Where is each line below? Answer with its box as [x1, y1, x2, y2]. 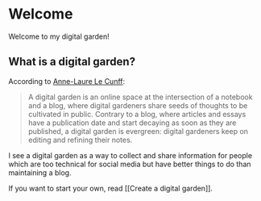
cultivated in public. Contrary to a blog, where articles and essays [27, 109, 246, 119]
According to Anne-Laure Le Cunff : [8, 76, 126, 86]
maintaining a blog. [8, 167, 72, 178]
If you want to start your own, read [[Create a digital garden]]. [8, 183, 213, 193]
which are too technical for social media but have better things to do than [8, 159, 251, 169]
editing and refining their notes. [27, 135, 133, 144]
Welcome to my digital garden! [8, 31, 110, 41]
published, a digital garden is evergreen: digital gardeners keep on [27, 126, 248, 136]
